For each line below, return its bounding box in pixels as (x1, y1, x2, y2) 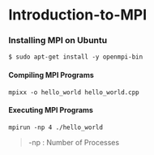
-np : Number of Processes (28, 137, 120, 147)
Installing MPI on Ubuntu (8, 35, 108, 46)
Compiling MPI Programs (8, 71, 95, 80)
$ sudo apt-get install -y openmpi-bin (8, 53, 143, 62)
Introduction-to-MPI (8, 6, 148, 24)
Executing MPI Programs (8, 105, 93, 115)
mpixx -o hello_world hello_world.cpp (8, 88, 139, 97)
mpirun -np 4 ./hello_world (8, 123, 104, 131)
